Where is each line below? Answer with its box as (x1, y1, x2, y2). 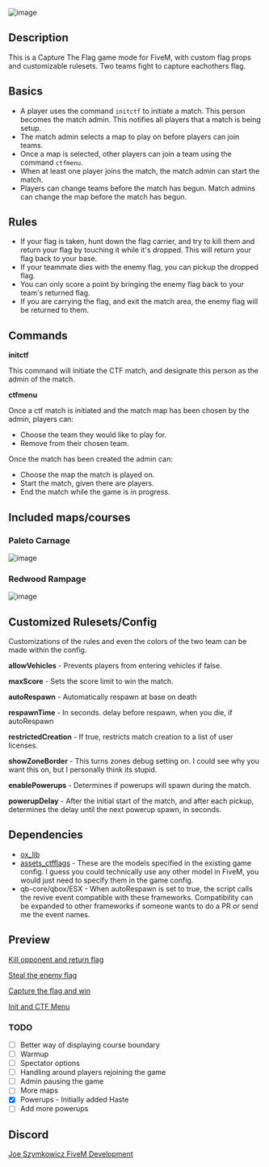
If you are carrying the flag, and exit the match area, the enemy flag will (19, 297, 258, 306)
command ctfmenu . (19, 158, 83, 167)
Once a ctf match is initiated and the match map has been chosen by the (8, 406, 250, 415)
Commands (8, 328, 69, 343)
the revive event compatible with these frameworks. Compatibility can (19, 892, 254, 902)
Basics (8, 85, 43, 99)
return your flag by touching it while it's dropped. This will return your (19, 245, 252, 255)
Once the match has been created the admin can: (8, 454, 174, 464)
